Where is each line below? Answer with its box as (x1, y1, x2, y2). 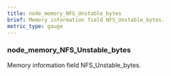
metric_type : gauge (7, 23, 63, 29)
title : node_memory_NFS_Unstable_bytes (7, 10, 122, 17)
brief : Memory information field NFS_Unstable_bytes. (7, 16, 165, 23)
